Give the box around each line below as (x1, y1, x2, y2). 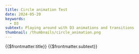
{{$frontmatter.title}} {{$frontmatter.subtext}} (5, 44, 98, 49)
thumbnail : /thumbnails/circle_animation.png (5, 30, 101, 35)
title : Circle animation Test (5, 7, 68, 12)
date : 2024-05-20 (5, 12, 41, 17)
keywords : (5, 16, 26, 21)
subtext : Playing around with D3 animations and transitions (5, 26, 135, 30)
